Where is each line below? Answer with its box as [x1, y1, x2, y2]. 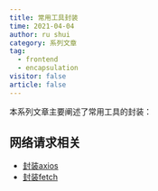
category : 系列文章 [9, 38, 78, 48]
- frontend [17, 55, 59, 64]
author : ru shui [9, 30, 70, 39]
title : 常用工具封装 [9, 13, 79, 23]
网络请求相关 [9, 135, 81, 150]
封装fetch [22, 172, 59, 183]
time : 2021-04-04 [9, 22, 75, 31]
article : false [9, 80, 67, 89]
